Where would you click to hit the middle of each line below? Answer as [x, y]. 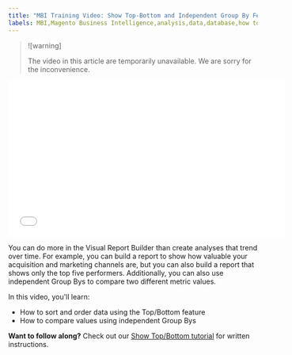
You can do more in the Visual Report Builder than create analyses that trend [133, 247]
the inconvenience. [59, 69]
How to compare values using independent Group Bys [108, 320]
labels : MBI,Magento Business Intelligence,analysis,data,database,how [129, 23]
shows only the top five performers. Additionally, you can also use [116, 273]
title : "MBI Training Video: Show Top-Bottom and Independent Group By [129, 15]
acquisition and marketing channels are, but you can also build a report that [131, 264]
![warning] [44, 45]
